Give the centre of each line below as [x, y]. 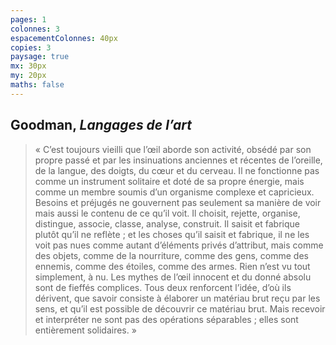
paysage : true [40, 57]
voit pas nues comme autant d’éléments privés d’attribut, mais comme [179, 245]
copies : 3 [31, 47]
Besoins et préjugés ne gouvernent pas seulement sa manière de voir [178, 202]
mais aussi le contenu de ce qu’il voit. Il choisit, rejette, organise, [167, 213]
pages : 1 [28, 19]
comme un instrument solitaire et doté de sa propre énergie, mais [169, 181]
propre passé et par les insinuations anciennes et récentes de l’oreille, [178, 160]
